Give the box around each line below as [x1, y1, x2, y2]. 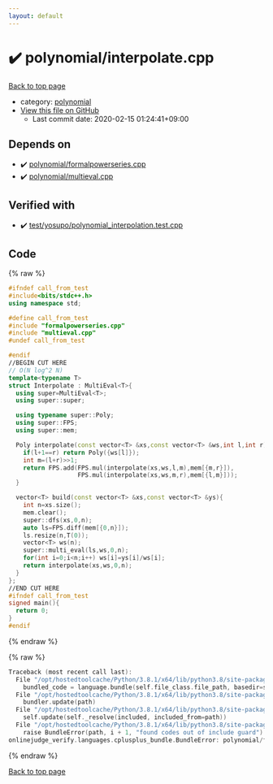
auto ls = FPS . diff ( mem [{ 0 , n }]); [23, 523, 129, 532]
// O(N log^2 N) [8, 366, 63, 375]
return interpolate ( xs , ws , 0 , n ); [23, 561, 132, 570]
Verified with [8, 198, 76, 212]
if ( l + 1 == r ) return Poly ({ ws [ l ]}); [23, 448, 140, 457]
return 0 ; [15, 607, 49, 615]
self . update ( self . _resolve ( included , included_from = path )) [23, 713, 227, 721]
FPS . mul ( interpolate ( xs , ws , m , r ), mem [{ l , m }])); [77, 471, 238, 479]
